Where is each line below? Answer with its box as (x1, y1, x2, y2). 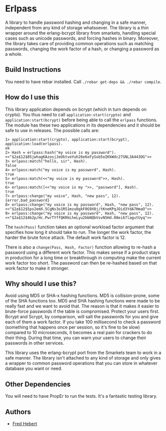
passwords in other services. (5, 340, 64, 346)
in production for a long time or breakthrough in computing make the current (5, 254, 161, 261)
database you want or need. (5, 365, 63, 371)
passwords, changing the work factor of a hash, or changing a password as (5, 46, 160, 52)
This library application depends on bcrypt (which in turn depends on (5, 106, 147, 112)
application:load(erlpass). (5, 141, 63, 146)
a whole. (5, 51, 23, 57)
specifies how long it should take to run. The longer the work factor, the (5, 229, 151, 235)
